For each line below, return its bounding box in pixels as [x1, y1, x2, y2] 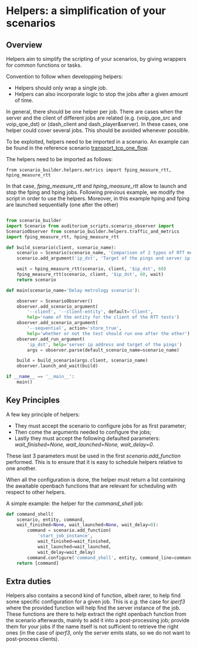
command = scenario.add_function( [27, 527, 111, 534]
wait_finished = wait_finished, [37, 538, 111, 544]
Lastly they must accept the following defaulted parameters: [14, 435, 160, 442]
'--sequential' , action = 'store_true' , [27, 325, 122, 331]
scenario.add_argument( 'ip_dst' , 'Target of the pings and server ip [16, 255, 191, 261]
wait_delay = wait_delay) [37, 549, 96, 555]
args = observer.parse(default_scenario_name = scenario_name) [27, 347, 180, 353]
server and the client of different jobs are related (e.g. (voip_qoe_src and [6, 114, 181, 121]
